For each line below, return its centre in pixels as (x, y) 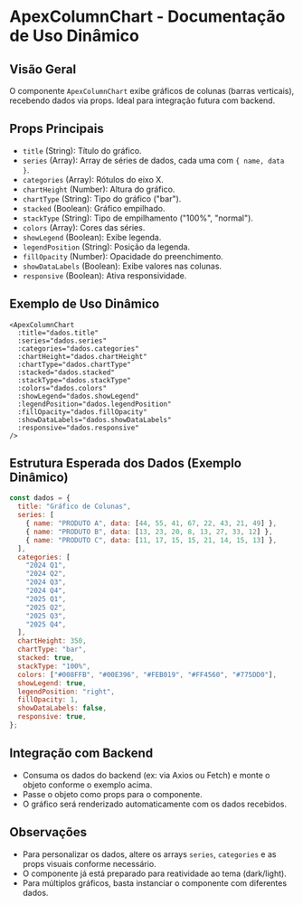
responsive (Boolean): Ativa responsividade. (104, 275)
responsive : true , (52, 717)
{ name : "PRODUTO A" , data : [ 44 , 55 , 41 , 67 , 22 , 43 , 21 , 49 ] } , (151, 523)
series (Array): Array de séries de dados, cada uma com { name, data (153, 160)
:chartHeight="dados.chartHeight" (82, 356)
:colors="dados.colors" (62, 388)
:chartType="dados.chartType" (74, 364)
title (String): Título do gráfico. (82, 150)
